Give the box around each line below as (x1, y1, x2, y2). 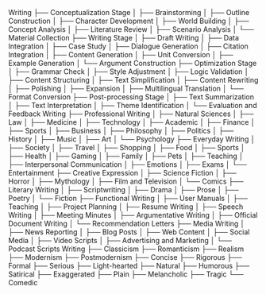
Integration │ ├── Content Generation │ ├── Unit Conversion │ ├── (8, 50, 233, 59)
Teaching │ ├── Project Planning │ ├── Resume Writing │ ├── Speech (8, 202, 244, 211)
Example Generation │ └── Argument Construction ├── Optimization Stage (8, 59, 257, 68)
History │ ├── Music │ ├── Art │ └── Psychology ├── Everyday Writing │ (8, 134, 256, 144)
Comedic (8, 278, 38, 287)
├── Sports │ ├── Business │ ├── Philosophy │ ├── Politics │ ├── (8, 126, 234, 135)
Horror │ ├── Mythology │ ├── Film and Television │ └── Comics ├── (8, 176, 244, 186)
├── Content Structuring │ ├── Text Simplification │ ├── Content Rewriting (8, 75, 259, 84)
